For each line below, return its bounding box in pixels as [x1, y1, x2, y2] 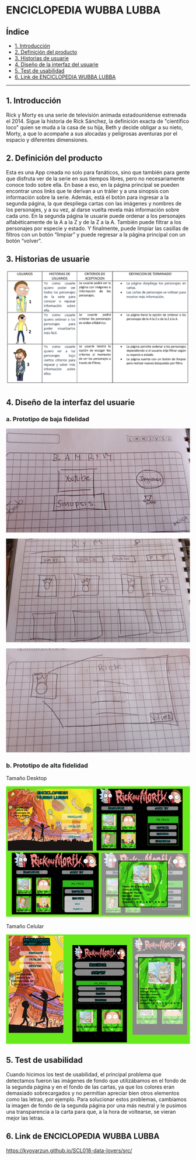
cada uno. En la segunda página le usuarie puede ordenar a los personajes [6, 212, 185, 219]
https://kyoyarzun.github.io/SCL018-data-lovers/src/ [6, 1147, 132, 1154]
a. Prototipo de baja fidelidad [6, 415, 89, 423]
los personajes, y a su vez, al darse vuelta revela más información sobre [6, 206, 180, 213]
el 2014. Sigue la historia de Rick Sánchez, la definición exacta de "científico [6, 118, 190, 125]
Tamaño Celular [6, 922, 44, 929]
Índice [6, 27, 29, 37]
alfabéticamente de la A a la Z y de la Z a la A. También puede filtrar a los [6, 218, 182, 225]
